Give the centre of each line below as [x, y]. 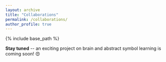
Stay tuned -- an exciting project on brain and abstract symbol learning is [83, 48]
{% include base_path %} [32, 39]
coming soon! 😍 [23, 54]
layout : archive [23, 10]
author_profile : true [29, 24]
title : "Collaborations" [32, 15]
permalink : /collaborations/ [36, 19]
